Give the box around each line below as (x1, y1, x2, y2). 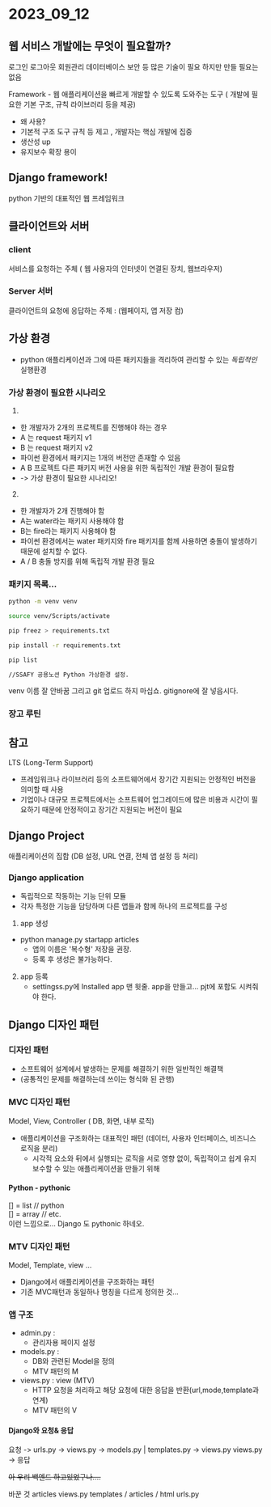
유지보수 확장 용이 (19, 147, 77, 156)
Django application (8, 871, 85, 883)
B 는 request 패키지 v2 (19, 442, 93, 452)
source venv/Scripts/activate (8, 612, 111, 620)
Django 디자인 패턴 (8, 1018, 100, 1031)
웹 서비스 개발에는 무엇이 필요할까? (8, 39, 171, 53)
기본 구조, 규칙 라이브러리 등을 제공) (23, 99, 136, 109)
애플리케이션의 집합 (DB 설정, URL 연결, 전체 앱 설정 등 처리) (8, 851, 198, 861)
